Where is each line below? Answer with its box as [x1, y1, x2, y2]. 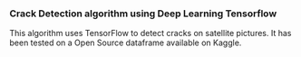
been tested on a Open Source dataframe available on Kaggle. [9, 37, 242, 48]
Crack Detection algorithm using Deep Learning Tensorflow [9, 7, 277, 20]
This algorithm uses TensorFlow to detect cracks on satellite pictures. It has [9, 28, 292, 39]
